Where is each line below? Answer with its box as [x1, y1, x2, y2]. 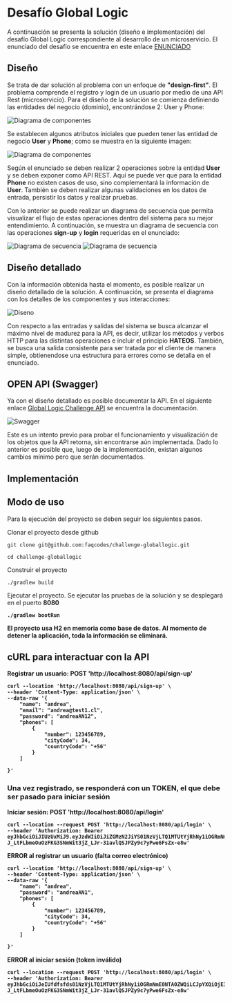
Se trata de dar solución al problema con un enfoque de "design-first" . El [7, 81, 217, 89]
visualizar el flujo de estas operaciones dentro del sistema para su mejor [7, 213, 213, 222]
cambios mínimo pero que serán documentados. [7, 452, 145, 461]
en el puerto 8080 [7, 598, 60, 607]
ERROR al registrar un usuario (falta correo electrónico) [7, 851, 168, 859]
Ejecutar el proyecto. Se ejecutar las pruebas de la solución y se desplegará [7, 591, 223, 599]
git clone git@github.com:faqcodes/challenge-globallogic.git [7, 541, 190, 549]
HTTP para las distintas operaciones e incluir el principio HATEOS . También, [7, 336, 224, 345]
